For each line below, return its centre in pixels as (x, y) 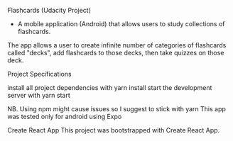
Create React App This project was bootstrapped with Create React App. (114, 130)
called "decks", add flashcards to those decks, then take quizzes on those (116, 53)
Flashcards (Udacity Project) (49, 10)
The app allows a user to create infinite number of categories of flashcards (117, 45)
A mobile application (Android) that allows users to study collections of (121, 24)
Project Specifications (40, 74)
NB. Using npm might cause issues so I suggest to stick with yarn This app (116, 109)
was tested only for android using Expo (65, 117)
